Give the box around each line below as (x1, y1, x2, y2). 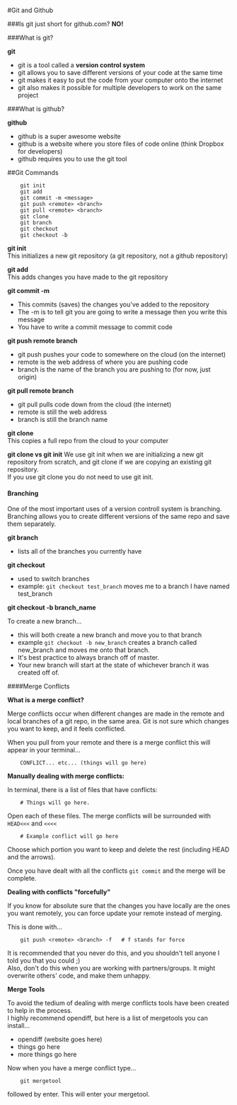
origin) (17, 373, 37, 381)
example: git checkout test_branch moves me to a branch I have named (17, 582, 230, 590)
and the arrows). (7, 853, 56, 861)
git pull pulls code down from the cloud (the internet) (17, 400, 172, 408)
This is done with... (7, 923, 62, 932)
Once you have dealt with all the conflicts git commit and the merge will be (7, 866, 226, 875)
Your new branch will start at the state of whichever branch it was (17, 661, 209, 670)
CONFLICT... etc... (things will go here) (20, 760, 147, 767)
